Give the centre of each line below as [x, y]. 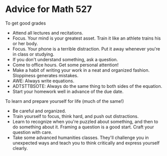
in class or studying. [33, 54]
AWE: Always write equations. [43, 81]
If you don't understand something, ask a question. [65, 59]
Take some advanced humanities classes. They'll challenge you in [80, 137]
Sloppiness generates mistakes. [45, 75]
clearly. [20, 148]
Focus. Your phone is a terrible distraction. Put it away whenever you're [86, 49]
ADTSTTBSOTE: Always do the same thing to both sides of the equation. [87, 86]
